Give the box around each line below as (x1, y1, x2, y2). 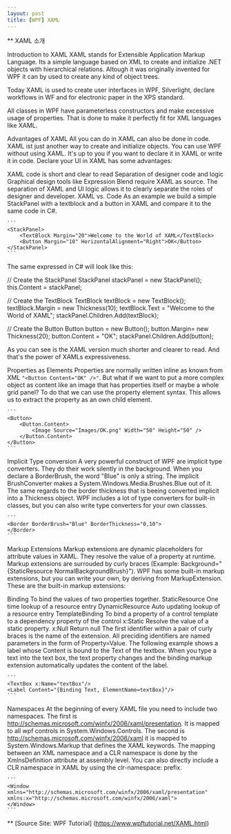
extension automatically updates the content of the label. (7, 661, 169, 669)
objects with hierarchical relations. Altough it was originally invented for (7, 65, 210, 73)
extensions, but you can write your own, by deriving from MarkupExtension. (7, 574, 223, 582)
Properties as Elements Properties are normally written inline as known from (7, 366, 223, 374)
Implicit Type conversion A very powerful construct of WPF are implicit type (7, 457, 223, 465)
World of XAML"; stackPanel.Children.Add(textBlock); (7, 311, 159, 319)
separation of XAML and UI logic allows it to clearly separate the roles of (7, 184, 213, 193)
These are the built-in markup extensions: (7, 581, 126, 589)
